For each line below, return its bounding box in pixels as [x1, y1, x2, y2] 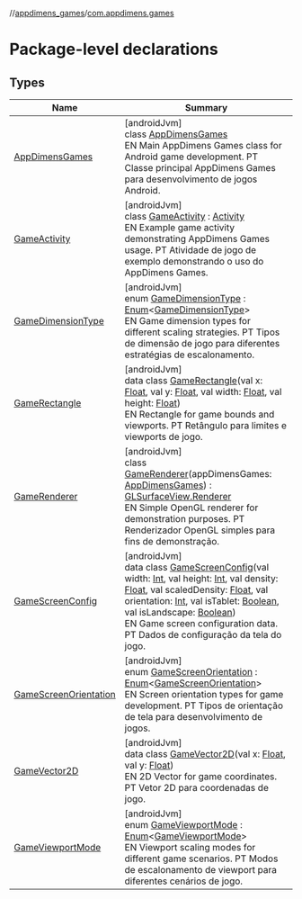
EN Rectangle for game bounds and [124, 409, 275, 420]
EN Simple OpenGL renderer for [124, 501, 259, 514]
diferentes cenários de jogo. [124, 875, 244, 887]
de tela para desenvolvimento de [124, 711, 263, 723]
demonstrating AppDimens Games [124, 233, 270, 245]
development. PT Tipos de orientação [124, 699, 283, 712]
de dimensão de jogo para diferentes [124, 337, 280, 349]
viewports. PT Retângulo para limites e [124, 419, 288, 431]
